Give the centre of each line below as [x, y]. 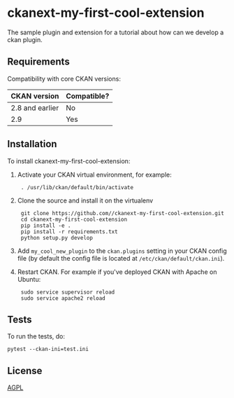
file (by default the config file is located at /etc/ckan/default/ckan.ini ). [121, 258]
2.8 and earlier [35, 108]
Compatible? [88, 96]
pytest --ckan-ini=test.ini [48, 349]
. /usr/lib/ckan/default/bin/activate [77, 187]
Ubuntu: [29, 279]
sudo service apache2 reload [63, 298]
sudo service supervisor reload [68, 292]
